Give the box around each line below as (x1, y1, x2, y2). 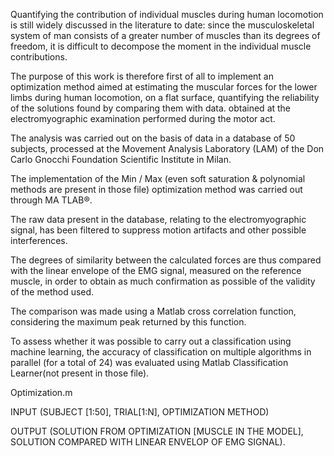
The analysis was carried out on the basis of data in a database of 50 (10, 132, 296, 144)
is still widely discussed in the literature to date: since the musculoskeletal (10, 19, 315, 31)
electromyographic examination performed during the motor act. (10, 113, 276, 124)
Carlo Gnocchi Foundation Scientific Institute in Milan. (10, 154, 232, 165)
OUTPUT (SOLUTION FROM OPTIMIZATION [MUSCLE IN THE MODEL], (10, 425, 304, 437)
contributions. (10, 51, 68, 63)
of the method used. (10, 286, 95, 298)
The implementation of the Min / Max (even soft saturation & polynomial (10, 173, 306, 184)
